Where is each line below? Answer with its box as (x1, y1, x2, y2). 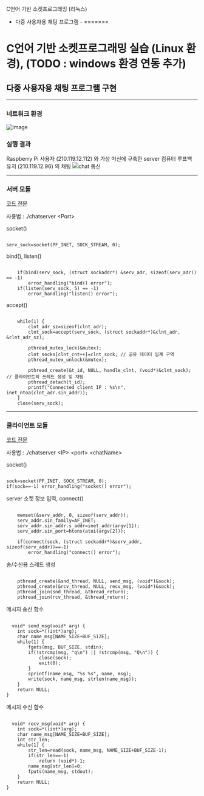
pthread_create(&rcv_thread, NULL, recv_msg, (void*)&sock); (17, 584, 175, 590)
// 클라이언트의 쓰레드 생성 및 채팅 (6, 374, 84, 380)
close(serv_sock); (17, 400, 64, 406)
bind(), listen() (6, 252, 42, 260)
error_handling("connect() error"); (28, 550, 121, 556)
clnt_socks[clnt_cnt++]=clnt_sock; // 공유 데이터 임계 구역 (28, 351, 175, 357)
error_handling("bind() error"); (28, 280, 113, 286)
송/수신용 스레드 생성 (6, 561, 56, 568)
